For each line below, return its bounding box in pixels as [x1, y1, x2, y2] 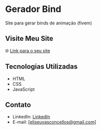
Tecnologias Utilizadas [5, 62, 78, 71]
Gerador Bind [5, 3, 61, 15]
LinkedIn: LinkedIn [12, 114, 50, 120]
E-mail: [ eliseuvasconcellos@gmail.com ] [12, 119, 96, 125]
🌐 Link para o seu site [5, 47, 50, 53]
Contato [5, 101, 31, 109]
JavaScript [12, 86, 35, 92]
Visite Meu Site [5, 34, 53, 43]
